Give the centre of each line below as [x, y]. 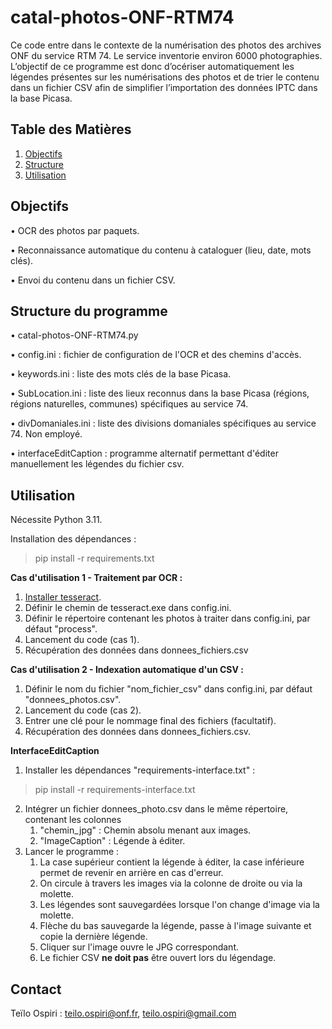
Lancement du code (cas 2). [83, 710]
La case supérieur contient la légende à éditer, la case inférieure [172, 862]
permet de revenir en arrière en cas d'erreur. [131, 873]
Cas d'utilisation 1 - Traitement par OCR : [96, 578]
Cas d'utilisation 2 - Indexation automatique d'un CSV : [127, 670]
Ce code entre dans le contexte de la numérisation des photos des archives [166, 45]
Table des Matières [71, 129]
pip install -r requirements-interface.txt [115, 790]
